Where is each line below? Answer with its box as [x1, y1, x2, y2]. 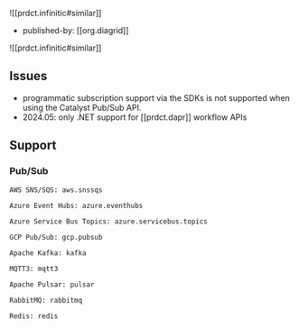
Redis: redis [9, 311, 59, 321]
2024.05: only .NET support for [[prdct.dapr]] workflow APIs [22, 112, 248, 123]
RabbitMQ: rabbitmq [9, 296, 83, 305]
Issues [9, 68, 48, 84]
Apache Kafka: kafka [9, 248, 88, 258]
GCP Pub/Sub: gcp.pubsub [9, 232, 103, 241]
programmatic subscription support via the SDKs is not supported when [22, 92, 291, 103]
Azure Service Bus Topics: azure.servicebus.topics [9, 216, 208, 226]
